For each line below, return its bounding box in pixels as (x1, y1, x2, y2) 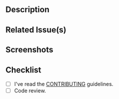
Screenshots (5, 45, 54, 55)
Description (5, 5, 49, 15)
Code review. (14, 87, 47, 94)
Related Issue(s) (5, 25, 67, 35)
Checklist (5, 65, 42, 75)
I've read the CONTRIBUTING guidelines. (14, 80, 114, 87)
